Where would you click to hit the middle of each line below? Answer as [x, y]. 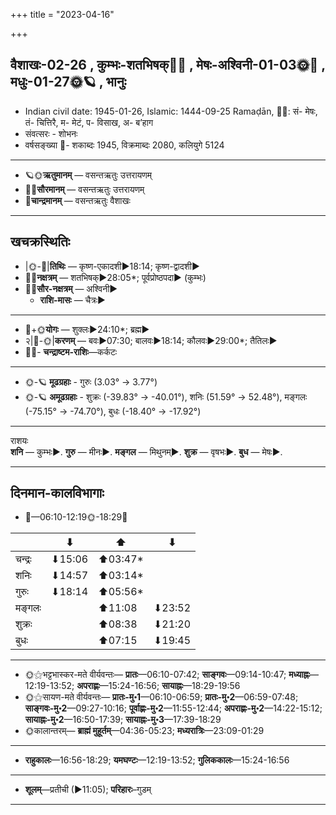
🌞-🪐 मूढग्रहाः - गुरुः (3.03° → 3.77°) [91, 381]
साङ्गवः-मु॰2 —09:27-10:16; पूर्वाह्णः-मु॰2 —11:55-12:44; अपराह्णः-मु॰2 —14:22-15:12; [173, 708]
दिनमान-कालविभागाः [57, 493]
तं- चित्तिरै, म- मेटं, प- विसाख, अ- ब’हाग [89, 122]
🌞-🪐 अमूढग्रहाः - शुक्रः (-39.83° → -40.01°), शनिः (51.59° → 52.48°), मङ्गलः [166, 396]
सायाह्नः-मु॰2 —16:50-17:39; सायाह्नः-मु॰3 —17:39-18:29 [123, 720]
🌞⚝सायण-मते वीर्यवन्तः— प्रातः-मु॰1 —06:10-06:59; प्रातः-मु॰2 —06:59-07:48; [161, 697]
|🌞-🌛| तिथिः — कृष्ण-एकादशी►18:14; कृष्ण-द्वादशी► [112, 266]
